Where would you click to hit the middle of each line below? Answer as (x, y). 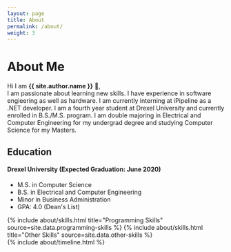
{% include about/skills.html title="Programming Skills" (85, 220)
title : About (26, 20)
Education (30, 152)
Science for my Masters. (42, 130)
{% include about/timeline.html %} (56, 242)
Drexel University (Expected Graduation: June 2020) (84, 169)
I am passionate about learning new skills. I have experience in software (109, 93)
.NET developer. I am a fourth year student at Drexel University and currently (116, 108)
